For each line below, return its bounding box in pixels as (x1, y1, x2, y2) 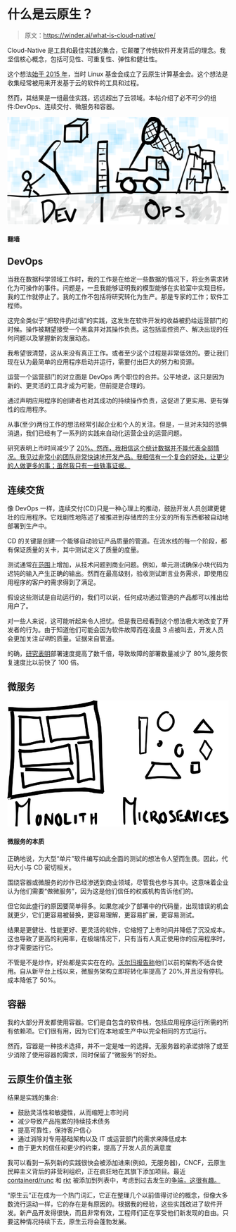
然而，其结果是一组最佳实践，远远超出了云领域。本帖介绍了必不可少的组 (7, 93, 216, 102)
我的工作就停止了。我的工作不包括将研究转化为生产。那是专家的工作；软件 (7, 293, 223, 301)
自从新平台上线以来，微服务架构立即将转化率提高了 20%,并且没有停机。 (19, 967, 228, 975)
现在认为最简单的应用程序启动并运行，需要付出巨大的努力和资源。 (7, 358, 198, 366)
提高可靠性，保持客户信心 (17, 1126, 92, 1134)
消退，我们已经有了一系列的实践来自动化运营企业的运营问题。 (7, 429, 186, 437)
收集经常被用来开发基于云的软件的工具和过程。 (7, 78, 143, 87)
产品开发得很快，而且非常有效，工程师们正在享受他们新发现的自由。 (25, 1209, 223, 1217)
